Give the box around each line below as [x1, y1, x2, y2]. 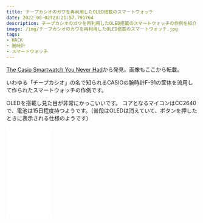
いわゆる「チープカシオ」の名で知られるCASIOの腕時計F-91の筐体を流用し [6, 78, 193, 86]
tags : [6, 32, 20, 38]
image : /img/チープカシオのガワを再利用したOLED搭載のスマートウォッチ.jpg [6, 26, 178, 32]
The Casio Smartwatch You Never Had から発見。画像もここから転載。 [6, 66, 183, 73]
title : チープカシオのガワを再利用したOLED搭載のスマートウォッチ [6, 9, 154, 15]
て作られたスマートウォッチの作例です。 [6, 86, 108, 94]
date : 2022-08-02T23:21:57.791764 [6, 15, 94, 21]
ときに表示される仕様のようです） [6, 114, 92, 122]
